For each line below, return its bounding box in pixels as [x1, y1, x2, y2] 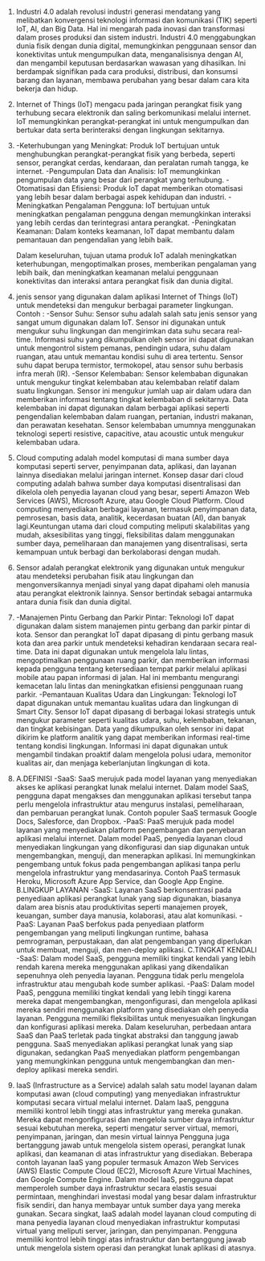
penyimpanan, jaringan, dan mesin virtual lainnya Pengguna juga [15, 1132, 230, 1141]
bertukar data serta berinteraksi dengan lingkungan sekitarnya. [15, 125, 225, 135]
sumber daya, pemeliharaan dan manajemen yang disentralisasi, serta [15, 539, 248, 548]
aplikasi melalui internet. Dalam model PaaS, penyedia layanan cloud [15, 834, 243, 843]
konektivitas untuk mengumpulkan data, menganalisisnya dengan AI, [15, 50, 243, 59]
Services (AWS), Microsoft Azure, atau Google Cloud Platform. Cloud [15, 496, 245, 505]
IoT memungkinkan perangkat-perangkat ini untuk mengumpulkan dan [15, 117, 250, 126]
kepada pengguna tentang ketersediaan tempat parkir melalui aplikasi [15, 664, 247, 674]
